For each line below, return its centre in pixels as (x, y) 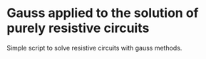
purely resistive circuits (78, 28)
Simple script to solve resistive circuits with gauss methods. (94, 48)
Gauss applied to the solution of (103, 13)
